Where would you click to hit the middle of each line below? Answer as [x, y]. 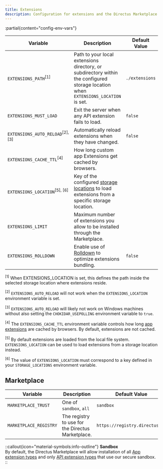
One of [70, 402]
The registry [76, 416]
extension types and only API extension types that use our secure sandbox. [81, 457]
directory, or [88, 66]
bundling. [84, 265]
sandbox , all [76, 409]
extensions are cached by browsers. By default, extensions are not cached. [81, 329]
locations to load [92, 188]
